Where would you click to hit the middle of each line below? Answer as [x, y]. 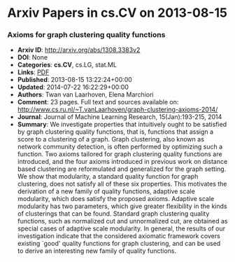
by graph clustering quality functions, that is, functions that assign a [115, 132]
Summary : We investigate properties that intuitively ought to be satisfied [122, 125]
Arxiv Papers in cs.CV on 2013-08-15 [117, 13]
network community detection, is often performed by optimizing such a [120, 147]
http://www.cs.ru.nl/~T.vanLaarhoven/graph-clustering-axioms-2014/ [117, 109]
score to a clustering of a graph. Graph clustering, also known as [111, 139]
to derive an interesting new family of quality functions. [97, 251]
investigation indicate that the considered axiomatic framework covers [119, 236]
